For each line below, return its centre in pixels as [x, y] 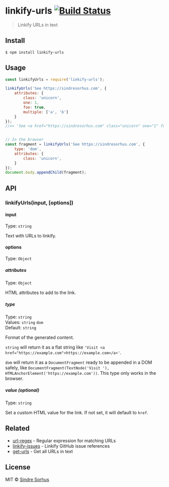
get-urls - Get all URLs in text [43, 451]
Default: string [21, 327]
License [18, 467]
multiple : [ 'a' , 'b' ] [46, 112]
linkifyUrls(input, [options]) [39, 203]
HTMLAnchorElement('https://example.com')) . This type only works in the [81, 373]
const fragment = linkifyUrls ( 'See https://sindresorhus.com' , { [75, 144]
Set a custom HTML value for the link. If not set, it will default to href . [77, 412]
